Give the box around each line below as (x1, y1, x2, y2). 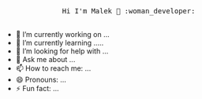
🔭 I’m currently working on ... (15, 30, 110, 38)
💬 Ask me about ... (15, 55, 76, 64)
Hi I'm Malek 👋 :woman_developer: (62, 7, 196, 15)
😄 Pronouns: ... (15, 75, 67, 84)
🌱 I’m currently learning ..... (15, 38, 104, 47)
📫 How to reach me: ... (15, 64, 92, 73)
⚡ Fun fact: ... (15, 84, 59, 93)
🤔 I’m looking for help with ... (15, 46, 109, 56)
